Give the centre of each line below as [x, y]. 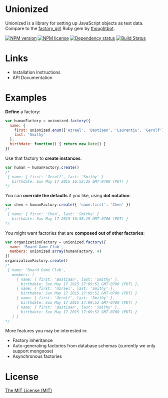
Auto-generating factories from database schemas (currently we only [84, 346]
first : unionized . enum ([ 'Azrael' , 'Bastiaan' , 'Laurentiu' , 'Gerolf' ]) [90, 130]
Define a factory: [23, 112]
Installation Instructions [36, 72]
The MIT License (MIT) [29, 390]
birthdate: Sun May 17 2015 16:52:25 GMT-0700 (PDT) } [70, 181]
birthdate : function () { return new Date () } [58, 144]
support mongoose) [33, 351]
